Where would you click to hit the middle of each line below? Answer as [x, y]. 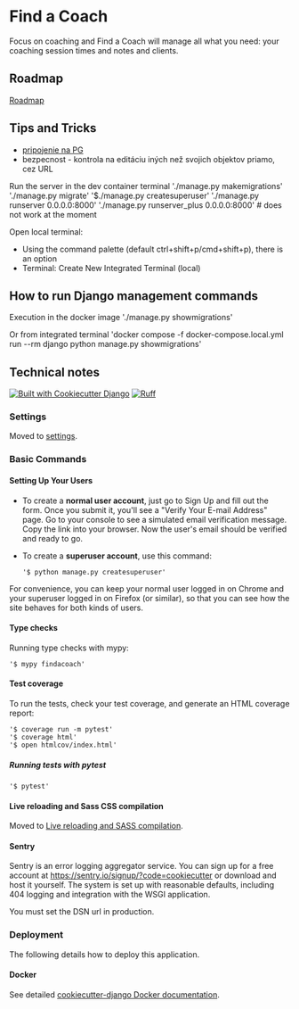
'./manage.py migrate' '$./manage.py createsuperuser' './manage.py [134, 195]
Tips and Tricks [53, 128]
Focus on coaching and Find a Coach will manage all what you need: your [144, 41]
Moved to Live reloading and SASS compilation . [97, 826]
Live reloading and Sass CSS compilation [86, 806]
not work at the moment [53, 214]
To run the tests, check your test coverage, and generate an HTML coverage [149, 704]
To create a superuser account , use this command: [117, 556]
